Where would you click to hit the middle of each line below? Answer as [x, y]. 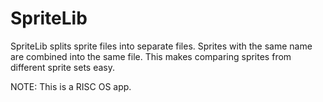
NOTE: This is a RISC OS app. [71, 86]
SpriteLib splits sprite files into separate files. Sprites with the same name [161, 46]
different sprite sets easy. [62, 67]
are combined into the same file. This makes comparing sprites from [151, 56]
